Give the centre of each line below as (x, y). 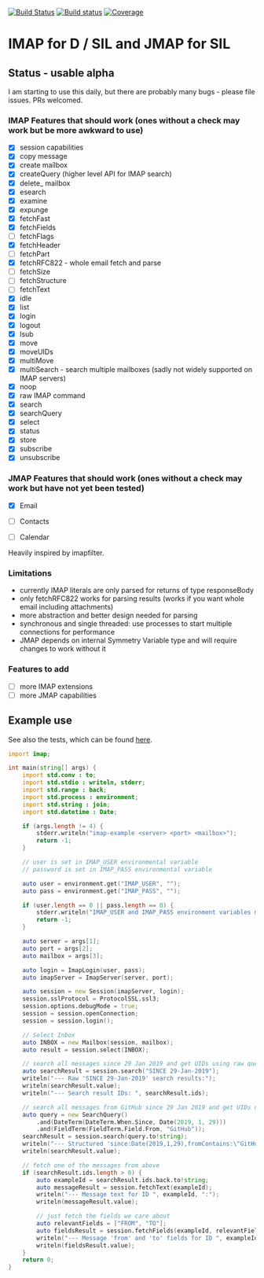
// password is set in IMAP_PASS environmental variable (117, 869)
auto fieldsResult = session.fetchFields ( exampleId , (125, 1231)
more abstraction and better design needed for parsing (108, 615)
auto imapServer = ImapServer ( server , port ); (98, 978)
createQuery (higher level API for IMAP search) (95, 174)
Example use (40, 721)
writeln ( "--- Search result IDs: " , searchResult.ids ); (116, 1093)
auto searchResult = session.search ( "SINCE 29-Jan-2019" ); (121, 1071)
